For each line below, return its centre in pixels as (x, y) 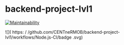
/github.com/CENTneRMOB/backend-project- (74, 32)
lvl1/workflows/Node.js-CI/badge (38, 37)
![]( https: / (16, 32)
